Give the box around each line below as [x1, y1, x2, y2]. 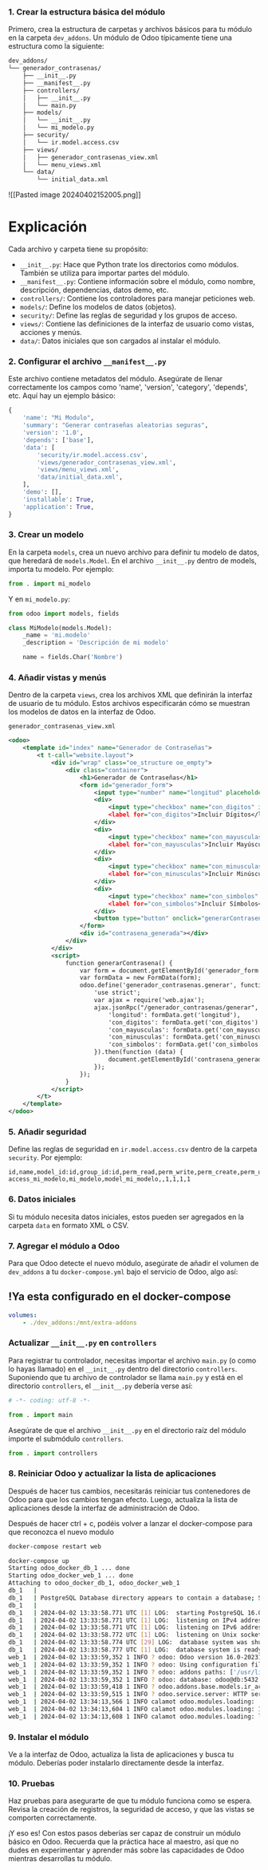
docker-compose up [8, 1556, 69, 1565]
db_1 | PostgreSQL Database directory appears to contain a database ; [8, 1594, 255, 1602]
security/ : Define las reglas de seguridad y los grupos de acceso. [19, 310, 238, 321]
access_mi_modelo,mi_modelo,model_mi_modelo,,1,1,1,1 [8, 1175, 191, 1183]
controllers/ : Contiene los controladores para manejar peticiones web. [19, 294, 255, 303]
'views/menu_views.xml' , [37, 466, 120, 474]
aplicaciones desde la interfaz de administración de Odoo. [8, 1503, 200, 1513]
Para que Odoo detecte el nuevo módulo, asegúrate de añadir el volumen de [8, 1258, 259, 1268]
